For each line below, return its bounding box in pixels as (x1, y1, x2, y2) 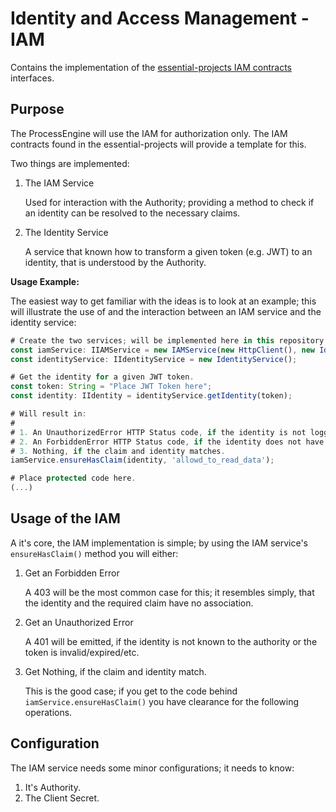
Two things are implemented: (10, 157, 130, 169)
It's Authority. (24, 781, 81, 793)
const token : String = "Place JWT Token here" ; (10, 382, 213, 392)
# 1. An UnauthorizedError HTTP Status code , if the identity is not (10, 427, 307, 437)
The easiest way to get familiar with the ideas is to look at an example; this (10, 295, 317, 307)
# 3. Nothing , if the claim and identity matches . (10, 446, 226, 456)
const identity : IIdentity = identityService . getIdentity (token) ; (10, 391, 293, 401)
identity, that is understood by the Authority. (24, 256, 207, 268)
